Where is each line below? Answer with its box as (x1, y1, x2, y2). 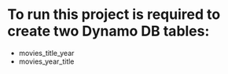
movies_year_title (18, 57, 75, 66)
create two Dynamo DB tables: (7, 22, 210, 40)
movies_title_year (18, 48, 75, 57)
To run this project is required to (7, 6, 221, 24)
